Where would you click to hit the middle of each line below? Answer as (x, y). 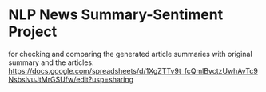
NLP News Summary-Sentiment (116, 15)
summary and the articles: (51, 62)
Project (33, 32)
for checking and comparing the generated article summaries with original (131, 54)
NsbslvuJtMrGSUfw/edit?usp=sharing (71, 79)
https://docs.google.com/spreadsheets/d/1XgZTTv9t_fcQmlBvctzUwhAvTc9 (133, 70)
